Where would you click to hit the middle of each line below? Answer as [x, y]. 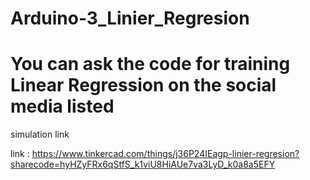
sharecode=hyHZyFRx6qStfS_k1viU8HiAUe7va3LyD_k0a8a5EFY [143, 164]
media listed [62, 106]
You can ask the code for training [150, 64]
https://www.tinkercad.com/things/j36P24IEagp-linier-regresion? [165, 154]
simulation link [40, 134]
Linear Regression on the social [143, 85]
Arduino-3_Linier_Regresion [130, 18]
